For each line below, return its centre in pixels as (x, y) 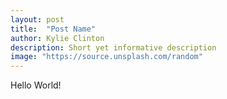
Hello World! (36, 85)
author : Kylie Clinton (57, 38)
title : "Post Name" (53, 29)
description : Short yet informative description (113, 47)
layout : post (37, 19)
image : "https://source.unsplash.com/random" (106, 57)
